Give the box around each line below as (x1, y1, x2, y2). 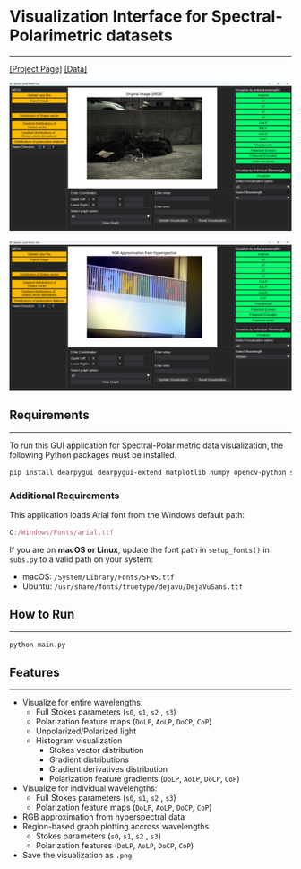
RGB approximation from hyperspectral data (21, 812, 185, 822)
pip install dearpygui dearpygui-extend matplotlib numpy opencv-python (9, 468, 287, 477)
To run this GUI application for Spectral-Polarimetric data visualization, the (9, 440, 284, 451)
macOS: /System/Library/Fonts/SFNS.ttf (21, 571, 175, 582)
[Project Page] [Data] (9, 63, 88, 74)
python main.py (9, 640, 66, 649)
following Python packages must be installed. (9, 449, 177, 460)
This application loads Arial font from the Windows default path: (9, 509, 245, 520)
